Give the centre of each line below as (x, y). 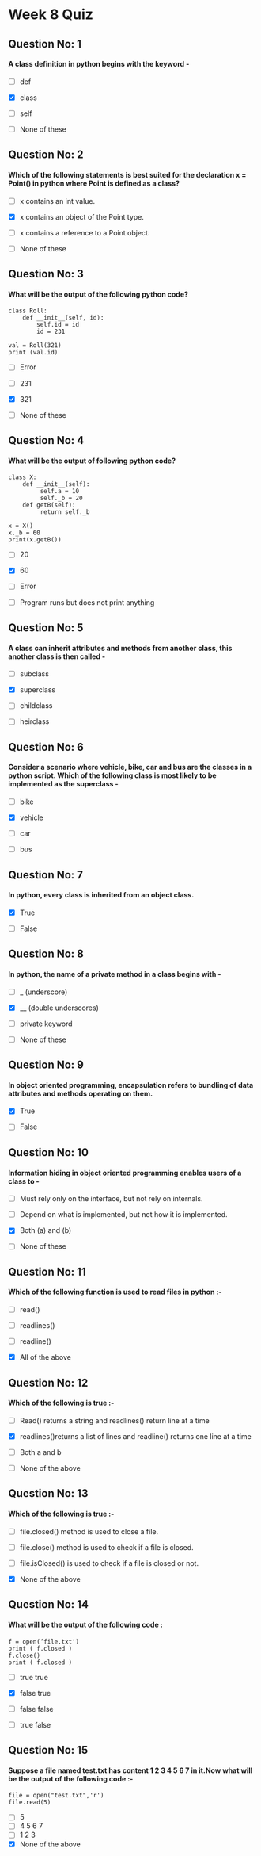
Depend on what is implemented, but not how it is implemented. (123, 1215)
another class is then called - (57, 656)
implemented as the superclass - (63, 784)
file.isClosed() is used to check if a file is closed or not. (109, 1563)
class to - (24, 1181)
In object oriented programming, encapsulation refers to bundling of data (131, 1085)
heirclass (34, 721)
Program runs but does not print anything (87, 602)
